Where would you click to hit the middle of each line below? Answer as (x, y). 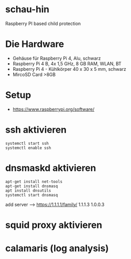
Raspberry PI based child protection (43, 23)
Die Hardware (35, 44)
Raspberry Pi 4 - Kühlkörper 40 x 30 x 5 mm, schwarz (69, 69)
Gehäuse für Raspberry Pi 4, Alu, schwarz (57, 58)
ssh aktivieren (36, 130)
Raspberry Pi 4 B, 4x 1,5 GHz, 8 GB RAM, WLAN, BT (67, 63)
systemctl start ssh (27, 143)
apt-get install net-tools (34, 182)
